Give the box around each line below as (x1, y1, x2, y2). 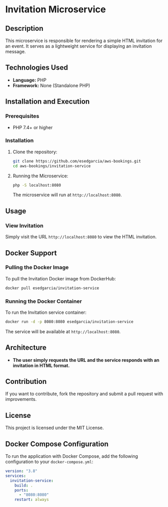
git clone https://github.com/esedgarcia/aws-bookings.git (12, 158, 141, 164)
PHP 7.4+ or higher (12, 124, 53, 130)
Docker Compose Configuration (5, 439, 109, 448)
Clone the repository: (12, 149, 58, 155)
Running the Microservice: (12, 173, 68, 179)
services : (5, 473, 27, 478)
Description (5, 24, 43, 33)
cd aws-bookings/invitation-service (12, 163, 91, 169)
